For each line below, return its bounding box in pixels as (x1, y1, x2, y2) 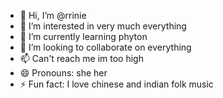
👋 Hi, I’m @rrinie (19, 10, 87, 21)
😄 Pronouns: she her (19, 67, 108, 79)
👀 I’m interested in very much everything (19, 20, 187, 32)
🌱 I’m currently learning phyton (19, 31, 148, 42)
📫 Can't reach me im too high (19, 53, 144, 64)
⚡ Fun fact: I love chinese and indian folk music (19, 78, 214, 90)
